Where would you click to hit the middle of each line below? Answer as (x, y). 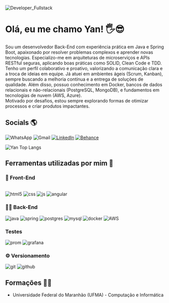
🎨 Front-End (20, 178)
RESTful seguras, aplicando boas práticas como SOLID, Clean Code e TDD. (83, 63)
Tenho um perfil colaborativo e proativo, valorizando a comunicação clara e (84, 68)
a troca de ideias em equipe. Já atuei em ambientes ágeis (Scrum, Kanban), (84, 74)
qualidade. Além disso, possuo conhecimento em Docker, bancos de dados (84, 84)
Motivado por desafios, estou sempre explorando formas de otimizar (77, 100)
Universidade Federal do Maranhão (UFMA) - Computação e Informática (88, 295)
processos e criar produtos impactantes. (48, 106)
